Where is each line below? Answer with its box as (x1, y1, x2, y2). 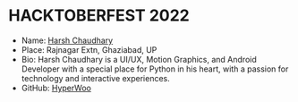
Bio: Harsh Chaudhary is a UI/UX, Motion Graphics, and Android (21, 54, 257, 64)
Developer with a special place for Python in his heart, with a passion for (21, 64, 289, 74)
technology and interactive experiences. (21, 72, 171, 83)
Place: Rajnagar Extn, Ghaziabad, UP (21, 44, 158, 55)
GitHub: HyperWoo (21, 82, 91, 93)
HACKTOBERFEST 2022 (8, 5, 190, 26)
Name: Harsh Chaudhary (21, 35, 114, 46)
